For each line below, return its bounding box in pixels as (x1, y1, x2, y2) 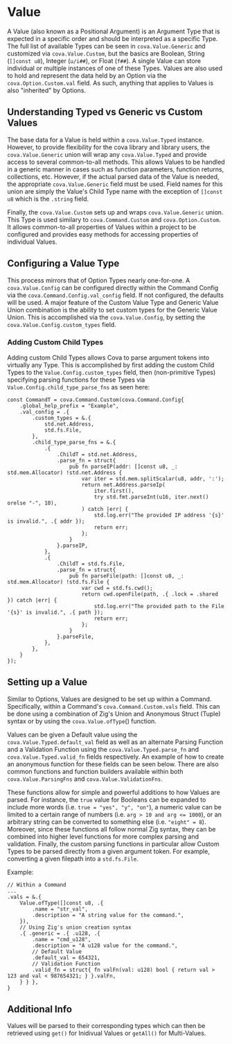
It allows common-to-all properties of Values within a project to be (7, 223, 196, 231)
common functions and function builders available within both (7, 767, 184, 775)
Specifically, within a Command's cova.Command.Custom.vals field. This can (7, 702, 220, 710)
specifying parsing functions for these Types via (7, 376, 145, 384)
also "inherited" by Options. (7, 86, 87, 94)
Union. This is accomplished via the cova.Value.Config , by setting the (7, 313, 206, 321)
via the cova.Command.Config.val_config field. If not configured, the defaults (7, 291, 224, 299)
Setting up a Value (7, 676, 88, 688)
